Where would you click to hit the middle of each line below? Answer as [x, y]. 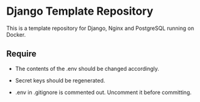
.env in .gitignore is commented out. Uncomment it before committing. [103, 92]
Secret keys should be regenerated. [60, 80]
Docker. [16, 34]
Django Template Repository [80, 11]
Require [21, 54]
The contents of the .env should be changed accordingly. [87, 68]
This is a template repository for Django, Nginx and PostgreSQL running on [100, 28]
